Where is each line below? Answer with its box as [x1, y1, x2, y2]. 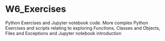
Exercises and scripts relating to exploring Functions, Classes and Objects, [5, 25, 160, 31]
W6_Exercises [5, 3, 67, 15]
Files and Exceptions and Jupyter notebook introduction [5, 30, 122, 36]
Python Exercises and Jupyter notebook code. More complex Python [5, 20, 148, 26]
